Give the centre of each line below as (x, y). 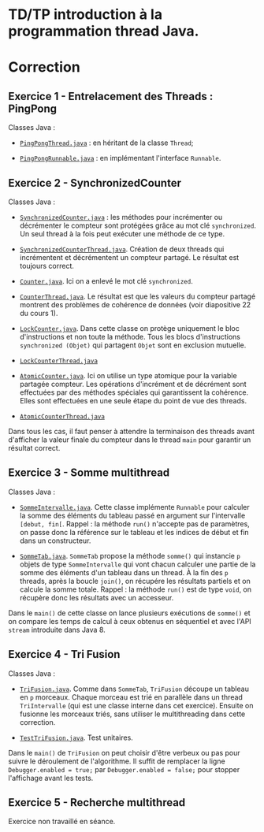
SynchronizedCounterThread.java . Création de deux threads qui (122, 249)
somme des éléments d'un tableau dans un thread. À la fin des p (124, 572)
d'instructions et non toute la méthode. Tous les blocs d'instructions (130, 337)
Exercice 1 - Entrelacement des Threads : (111, 96)
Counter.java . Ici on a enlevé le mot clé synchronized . (106, 281)
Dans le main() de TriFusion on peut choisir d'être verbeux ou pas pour (124, 752)
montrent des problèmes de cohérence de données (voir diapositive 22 (135, 305)
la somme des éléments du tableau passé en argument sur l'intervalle (132, 515)
